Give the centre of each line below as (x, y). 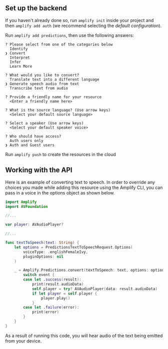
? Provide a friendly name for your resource (53, 97)
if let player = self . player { (64, 293)
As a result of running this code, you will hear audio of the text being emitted (84, 335)
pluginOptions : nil (43, 256)
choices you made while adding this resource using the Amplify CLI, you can (84, 187)
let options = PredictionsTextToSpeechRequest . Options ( (74, 247)
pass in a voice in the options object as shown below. (60, 192)
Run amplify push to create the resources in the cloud (60, 154)
